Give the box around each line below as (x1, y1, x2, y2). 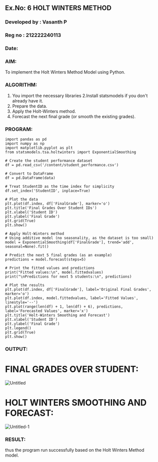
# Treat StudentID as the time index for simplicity (5, 184, 115, 189)
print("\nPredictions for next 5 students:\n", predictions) (5, 274, 132, 279)
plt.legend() (5, 326, 32, 331)
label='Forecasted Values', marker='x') (5, 308, 89, 313)
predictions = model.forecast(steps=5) (5, 257, 86, 262)
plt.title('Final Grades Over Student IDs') (5, 205, 97, 210)
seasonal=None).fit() (5, 244, 49, 249)
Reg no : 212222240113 (5, 32, 61, 39)
